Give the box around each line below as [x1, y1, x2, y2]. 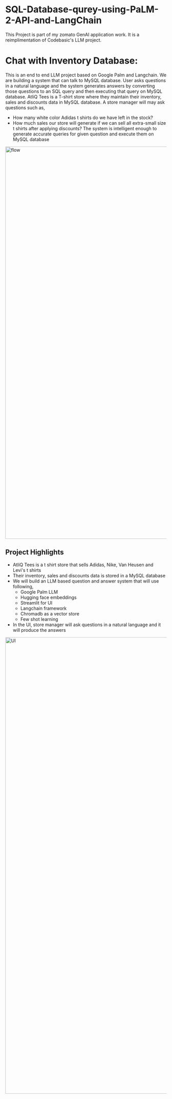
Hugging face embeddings [20, 594, 77, 601]
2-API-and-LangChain [5, 14, 102, 26]
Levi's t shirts [12, 567, 41, 573]
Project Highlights [5, 548, 64, 557]
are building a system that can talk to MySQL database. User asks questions [5, 77, 166, 83]
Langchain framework [20, 605, 67, 611]
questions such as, [5, 104, 45, 111]
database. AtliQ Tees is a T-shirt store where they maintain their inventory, [5, 93, 162, 99]
